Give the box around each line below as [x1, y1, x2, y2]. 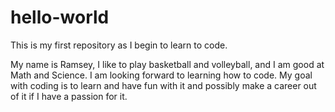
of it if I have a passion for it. [10, 90, 128, 102]
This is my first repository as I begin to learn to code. [10, 39, 228, 51]
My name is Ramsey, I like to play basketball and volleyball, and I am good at [10, 58, 325, 70]
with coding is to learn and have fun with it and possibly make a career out [10, 79, 317, 91]
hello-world [10, 6, 110, 29]
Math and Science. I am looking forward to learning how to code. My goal [10, 69, 313, 81]
